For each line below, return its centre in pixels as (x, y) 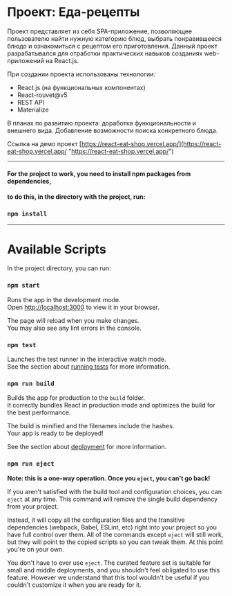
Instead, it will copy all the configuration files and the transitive (96, 520)
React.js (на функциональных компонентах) (81, 87)
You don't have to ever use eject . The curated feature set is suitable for (109, 563)
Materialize (33, 109)
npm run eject (31, 464)
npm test (22, 345)
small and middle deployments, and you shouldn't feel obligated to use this (114, 570)
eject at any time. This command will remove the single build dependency (113, 499)
